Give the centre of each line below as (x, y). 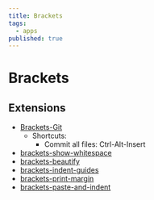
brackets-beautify (50, 161)
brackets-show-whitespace (66, 153)
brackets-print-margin (57, 179)
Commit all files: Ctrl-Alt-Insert (95, 144)
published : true (35, 38)
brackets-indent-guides (59, 170)
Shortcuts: (49, 136)
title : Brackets (35, 16)
